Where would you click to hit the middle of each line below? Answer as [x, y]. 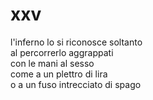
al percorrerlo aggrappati [62, 52]
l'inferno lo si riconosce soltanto [76, 42]
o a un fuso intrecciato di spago [76, 84]
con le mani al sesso [52, 63]
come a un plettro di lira [59, 74]
